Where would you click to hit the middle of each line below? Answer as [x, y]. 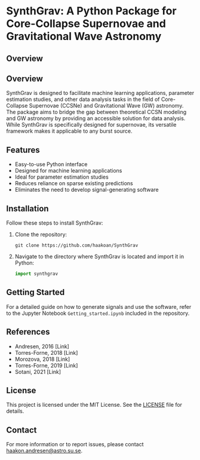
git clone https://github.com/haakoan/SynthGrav [76, 246]
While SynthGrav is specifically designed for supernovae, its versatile [92, 125]
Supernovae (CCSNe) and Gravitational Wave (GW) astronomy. [106, 106]
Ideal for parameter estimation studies [61, 177]
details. [15, 411]
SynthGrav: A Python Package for [92, 11]
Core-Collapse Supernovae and [86, 24]
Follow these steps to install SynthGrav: [55, 223]
